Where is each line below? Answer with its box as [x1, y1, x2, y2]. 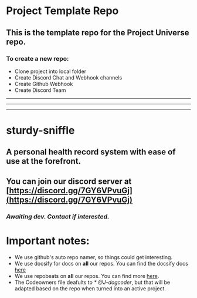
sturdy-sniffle [6, 124, 75, 137]
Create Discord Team [14, 87, 66, 94]
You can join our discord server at [6, 176, 132, 186]
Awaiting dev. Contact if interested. [6, 212, 110, 220]
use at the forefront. [6, 156, 81, 166]
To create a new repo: [6, 54, 69, 62]
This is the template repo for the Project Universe [6, 28, 189, 38]
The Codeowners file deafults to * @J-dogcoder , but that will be [14, 279, 171, 286]
